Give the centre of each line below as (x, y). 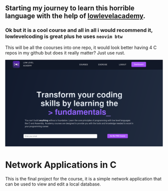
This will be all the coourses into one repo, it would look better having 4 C (81, 47)
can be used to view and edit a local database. (53, 184)
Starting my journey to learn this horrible (70, 8)
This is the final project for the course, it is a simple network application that (83, 178)
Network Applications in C (61, 165)
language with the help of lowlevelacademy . (75, 16)
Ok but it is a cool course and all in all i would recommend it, (79, 30)
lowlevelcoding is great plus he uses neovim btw (64, 36)
